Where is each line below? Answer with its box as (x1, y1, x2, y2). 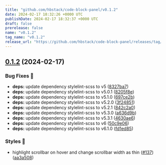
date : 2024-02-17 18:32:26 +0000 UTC (5, 12, 83, 17)
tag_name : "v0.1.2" (5, 35, 45, 40)
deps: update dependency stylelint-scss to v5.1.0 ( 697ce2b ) (12, 94, 135, 100)
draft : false (5, 21, 32, 26)
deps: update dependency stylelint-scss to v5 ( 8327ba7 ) (12, 83, 129, 89)
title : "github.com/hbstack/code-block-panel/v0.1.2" (5, 7, 119, 12)
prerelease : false (5, 26, 43, 31)
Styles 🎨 (5, 138, 26, 145)
